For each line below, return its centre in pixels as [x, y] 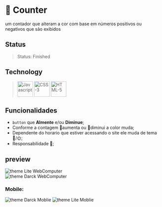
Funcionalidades [31, 110]
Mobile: [14, 189]
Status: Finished [34, 56]
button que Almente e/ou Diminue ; [48, 123]
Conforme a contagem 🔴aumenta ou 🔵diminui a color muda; [73, 127]
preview [18, 159]
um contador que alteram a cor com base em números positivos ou [74, 24]
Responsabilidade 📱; [33, 144]
